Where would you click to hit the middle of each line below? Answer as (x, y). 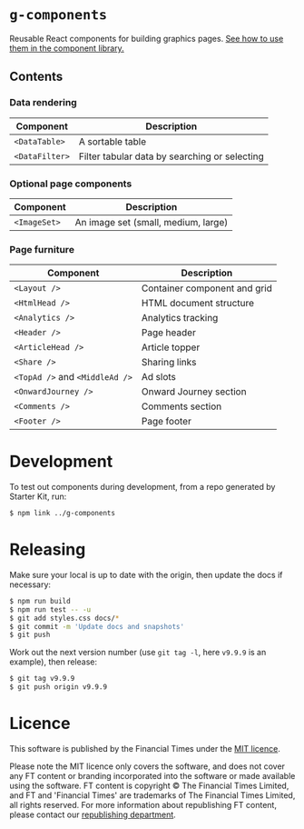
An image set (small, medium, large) (152, 222)
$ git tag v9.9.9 (42, 679)
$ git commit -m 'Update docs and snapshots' (97, 626)
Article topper (171, 347)
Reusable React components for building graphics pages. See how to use (147, 38)
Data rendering (43, 103)
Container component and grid (206, 288)
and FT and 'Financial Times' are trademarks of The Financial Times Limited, (152, 795)
